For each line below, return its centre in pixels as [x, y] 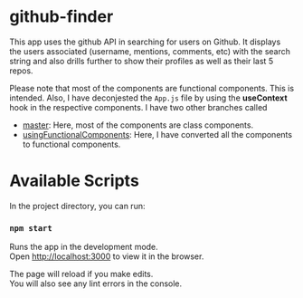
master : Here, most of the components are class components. [138, 125]
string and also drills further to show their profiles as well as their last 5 [142, 61]
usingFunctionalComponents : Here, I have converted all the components [157, 134]
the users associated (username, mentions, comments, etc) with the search [150, 51]
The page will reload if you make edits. [81, 274]
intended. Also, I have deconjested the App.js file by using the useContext [148, 98]
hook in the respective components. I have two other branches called [138, 107]
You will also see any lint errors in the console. [96, 284]
